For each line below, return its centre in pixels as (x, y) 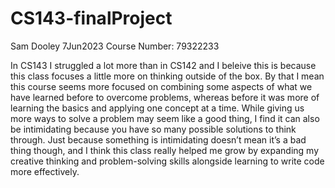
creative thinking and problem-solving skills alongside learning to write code (167, 161)
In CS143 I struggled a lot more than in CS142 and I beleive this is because (163, 65)
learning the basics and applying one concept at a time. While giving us (157, 108)
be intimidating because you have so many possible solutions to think (153, 129)
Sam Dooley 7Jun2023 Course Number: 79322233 (115, 46)
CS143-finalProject (91, 18)
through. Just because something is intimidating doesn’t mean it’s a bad (158, 139)
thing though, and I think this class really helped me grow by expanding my (165, 150)
